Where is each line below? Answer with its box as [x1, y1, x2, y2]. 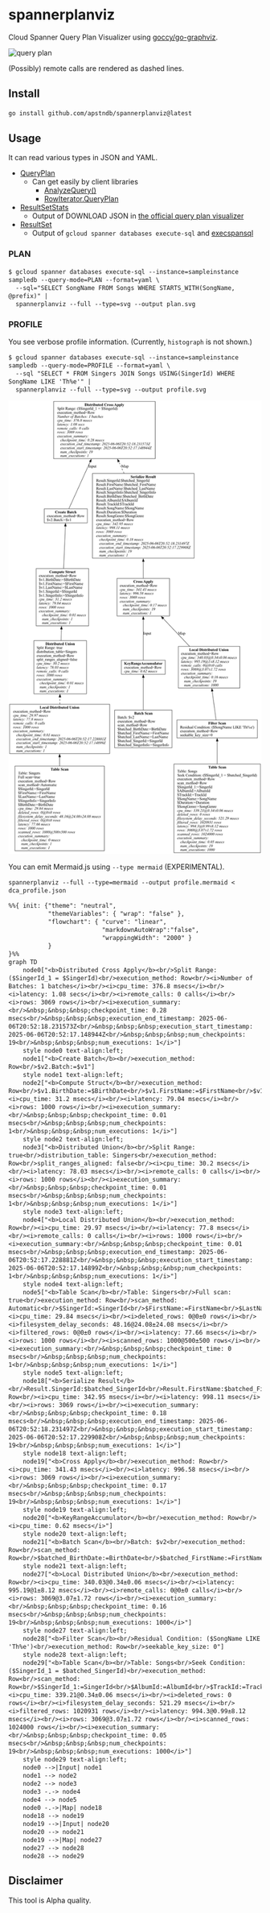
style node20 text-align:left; [22, 1530, 128, 1538]
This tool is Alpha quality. [8, 1895, 92, 1905]
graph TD [8, 958, 38, 966]
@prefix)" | [8, 292, 48, 300]
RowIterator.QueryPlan [43, 194, 119, 204]
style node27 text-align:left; [22, 1626, 128, 1634]
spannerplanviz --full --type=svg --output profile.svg [15, 386, 207, 394]
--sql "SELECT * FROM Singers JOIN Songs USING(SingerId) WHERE [15, 370, 235, 378]
